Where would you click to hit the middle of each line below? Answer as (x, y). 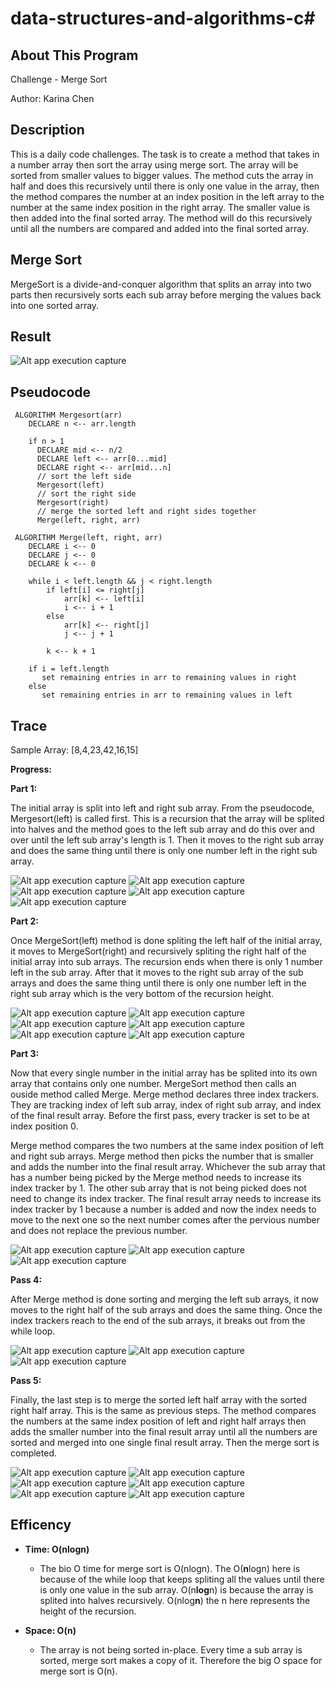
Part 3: (25, 1054)
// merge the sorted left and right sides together (146, 512)
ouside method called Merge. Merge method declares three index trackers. (165, 1094)
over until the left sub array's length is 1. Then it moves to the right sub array (167, 840)
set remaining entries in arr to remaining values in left (167, 695)
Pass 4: (26, 1280)
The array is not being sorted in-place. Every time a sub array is (171, 1649)
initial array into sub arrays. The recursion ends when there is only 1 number (166, 962)
